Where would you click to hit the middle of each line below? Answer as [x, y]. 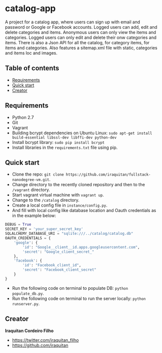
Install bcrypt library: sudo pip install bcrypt [58, 142]
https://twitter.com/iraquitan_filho [45, 340]
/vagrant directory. [31, 190]
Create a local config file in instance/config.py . [60, 205]
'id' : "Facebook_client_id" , [52, 265]
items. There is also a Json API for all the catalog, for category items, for [77, 42]
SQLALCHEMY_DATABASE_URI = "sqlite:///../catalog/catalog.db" [69, 234]
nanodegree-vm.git [31, 180]
